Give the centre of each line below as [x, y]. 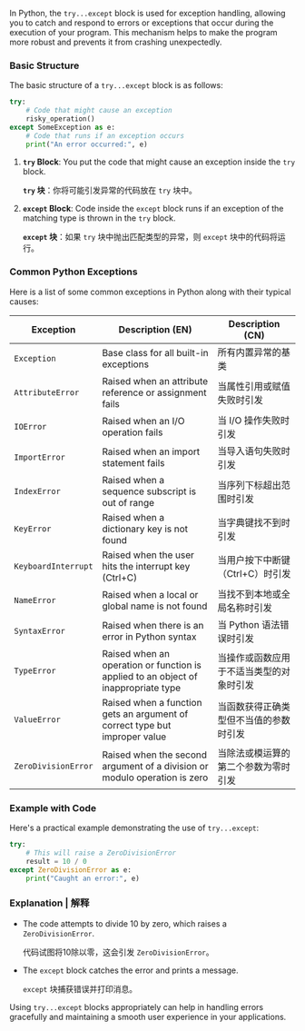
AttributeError [47, 392]
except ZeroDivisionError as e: [70, 870]
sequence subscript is [149, 491]
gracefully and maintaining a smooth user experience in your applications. [148, 1016]
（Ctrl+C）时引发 [254, 573]
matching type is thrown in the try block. [99, 218]
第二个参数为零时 [254, 767]
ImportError [40, 457]
